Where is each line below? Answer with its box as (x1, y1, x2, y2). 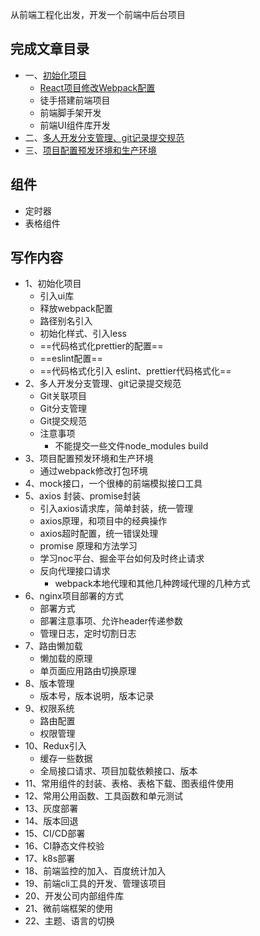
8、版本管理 (24, 678, 75, 690)
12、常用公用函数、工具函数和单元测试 (24, 790, 184, 802)
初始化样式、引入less (39, 328, 127, 340)
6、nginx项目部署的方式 (24, 590, 124, 602)
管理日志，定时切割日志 (39, 628, 137, 640)
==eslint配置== (39, 353, 103, 365)
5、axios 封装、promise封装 (24, 490, 141, 502)
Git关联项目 (39, 390, 88, 402)
